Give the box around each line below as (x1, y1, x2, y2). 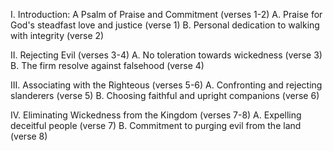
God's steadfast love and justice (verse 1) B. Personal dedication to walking (10, 19, 320, 31)
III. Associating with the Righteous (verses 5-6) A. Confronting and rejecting (10, 79, 323, 91)
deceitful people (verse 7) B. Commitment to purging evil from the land (10, 120, 302, 131)
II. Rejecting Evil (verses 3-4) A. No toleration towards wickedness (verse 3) (10, 49, 323, 61)
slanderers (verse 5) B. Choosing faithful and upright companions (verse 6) (10, 90, 320, 101)
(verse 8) (10, 130, 48, 142)
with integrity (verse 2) (10, 30, 105, 41)
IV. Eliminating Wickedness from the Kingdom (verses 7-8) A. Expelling (10, 109, 302, 121)
